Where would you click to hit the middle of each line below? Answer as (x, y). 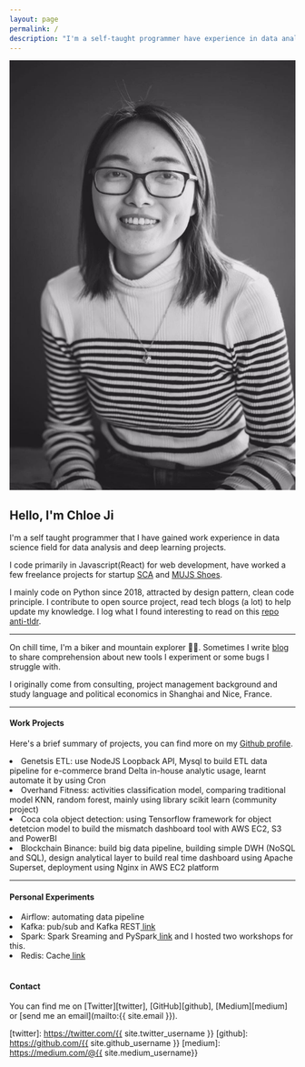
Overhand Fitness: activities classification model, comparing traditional (153, 790)
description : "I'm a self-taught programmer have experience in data (144, 38)
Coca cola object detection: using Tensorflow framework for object (147, 820)
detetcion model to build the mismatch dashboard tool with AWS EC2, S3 (146, 829)
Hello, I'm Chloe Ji (62, 515)
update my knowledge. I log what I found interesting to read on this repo (144, 611)
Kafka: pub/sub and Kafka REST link (89, 927)
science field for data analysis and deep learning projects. (118, 547)
